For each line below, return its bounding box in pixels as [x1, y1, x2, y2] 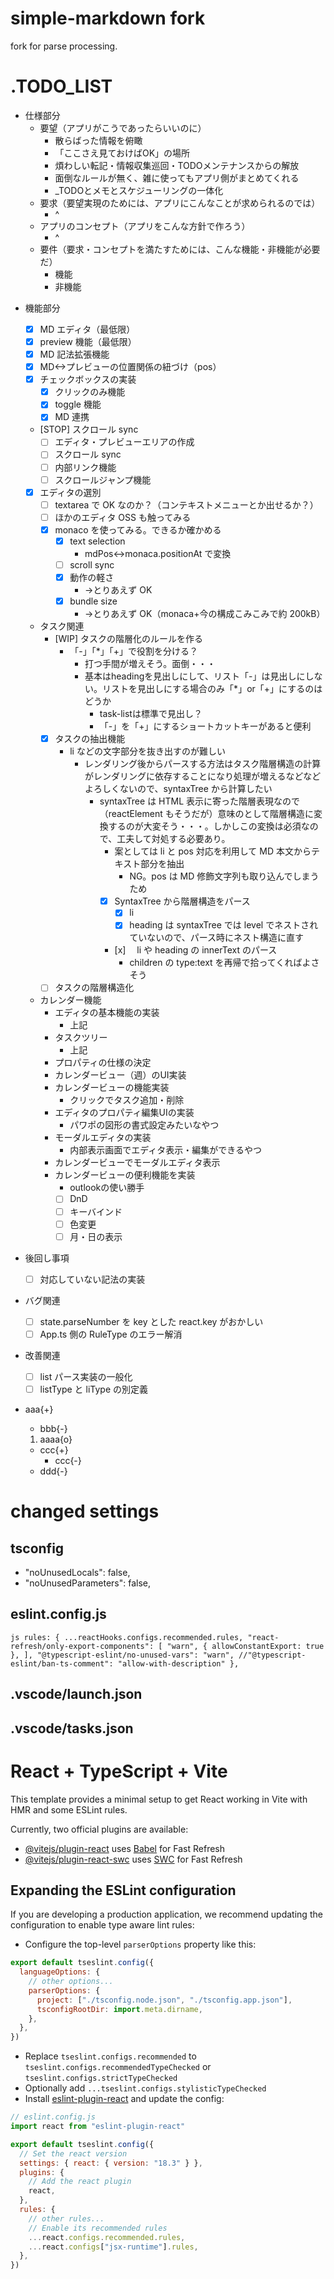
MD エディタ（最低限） [39, 323, 136, 335]
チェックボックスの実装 [39, 373, 137, 386]
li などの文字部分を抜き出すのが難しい [69, 745, 226, 757]
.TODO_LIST [10, 75, 113, 98]
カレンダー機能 [39, 994, 102, 1006]
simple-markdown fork [10, 7, 206, 30]
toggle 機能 [54, 398, 102, 411]
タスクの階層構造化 [54, 982, 135, 994]
